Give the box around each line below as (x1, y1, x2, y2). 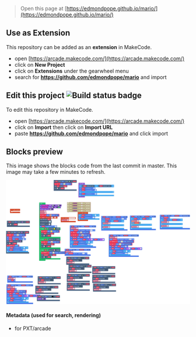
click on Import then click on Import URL (14, 123, 113, 130)
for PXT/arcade (14, 325, 51, 332)
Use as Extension (6, 28, 71, 38)
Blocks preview (6, 147, 63, 157)
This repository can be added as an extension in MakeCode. (6, 43, 152, 50)
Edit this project (6, 91, 65, 101)
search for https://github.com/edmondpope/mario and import (14, 73, 167, 81)
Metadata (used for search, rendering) (6, 312, 101, 319)
